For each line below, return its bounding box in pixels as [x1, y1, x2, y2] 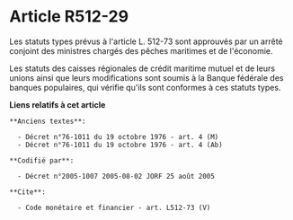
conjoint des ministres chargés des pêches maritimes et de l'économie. [9, 45, 273, 56]
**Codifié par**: [9, 155, 75, 165]
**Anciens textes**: [9, 117, 87, 126]
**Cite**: [9, 187, 47, 197]
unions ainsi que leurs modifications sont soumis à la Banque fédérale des [9, 72, 284, 83]
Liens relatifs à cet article [9, 99, 106, 110]
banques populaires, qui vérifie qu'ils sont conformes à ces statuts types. [9, 82, 281, 92]
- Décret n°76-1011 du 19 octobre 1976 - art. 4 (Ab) [17, 140, 223, 149]
